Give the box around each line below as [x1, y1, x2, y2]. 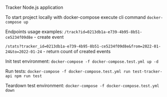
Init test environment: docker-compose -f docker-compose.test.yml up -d [5, 58, 159, 64]
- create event [34, 34, 64, 40]
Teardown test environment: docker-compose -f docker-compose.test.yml [5, 83, 159, 88]
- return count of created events [43, 48, 111, 54]
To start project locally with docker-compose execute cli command [5, 14, 146, 20]
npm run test [14, 74, 42, 79]
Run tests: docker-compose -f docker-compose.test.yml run [5, 68, 131, 74]
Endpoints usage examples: [5, 29, 64, 35]
